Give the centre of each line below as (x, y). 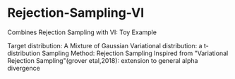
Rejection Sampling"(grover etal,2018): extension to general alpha (103, 60)
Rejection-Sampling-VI (76, 13)
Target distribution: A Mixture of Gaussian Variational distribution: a (105, 45)
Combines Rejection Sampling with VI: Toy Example (82, 32)
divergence (24, 68)
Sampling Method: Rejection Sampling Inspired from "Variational (135, 53)
